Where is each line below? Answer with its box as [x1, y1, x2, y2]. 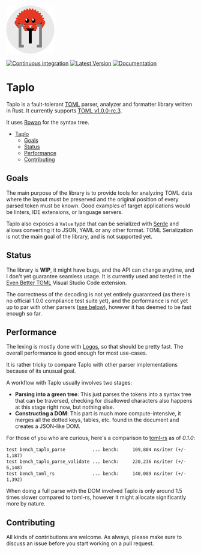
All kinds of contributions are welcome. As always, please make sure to [6, 534, 182, 541]
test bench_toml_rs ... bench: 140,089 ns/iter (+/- [6, 471, 187, 477]
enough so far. [6, 310, 42, 317]
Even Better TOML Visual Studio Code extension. [6, 279, 127, 286]
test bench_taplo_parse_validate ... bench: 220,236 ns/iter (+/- [6, 459, 187, 465]
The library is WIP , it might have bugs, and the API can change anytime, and [6, 266, 195, 273]
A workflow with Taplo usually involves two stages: [6, 379, 133, 386]
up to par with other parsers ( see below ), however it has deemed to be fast [6, 303, 192, 311]
